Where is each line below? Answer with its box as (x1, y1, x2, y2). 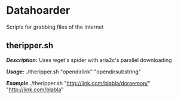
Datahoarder (6, 4, 70, 17)
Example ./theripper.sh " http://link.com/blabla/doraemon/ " (6, 79, 151, 86)
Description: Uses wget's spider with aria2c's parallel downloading (6, 56, 172, 63)
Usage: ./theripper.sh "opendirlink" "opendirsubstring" (6, 68, 142, 75)
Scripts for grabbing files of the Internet (6, 23, 104, 30)
